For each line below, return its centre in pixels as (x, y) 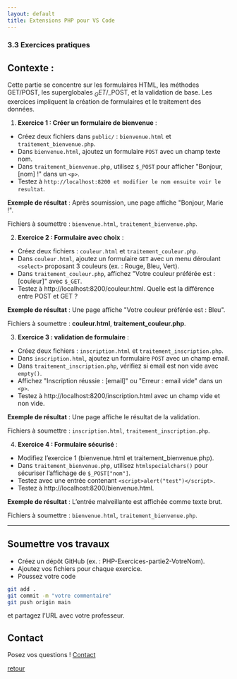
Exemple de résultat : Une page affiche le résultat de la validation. (104, 417)
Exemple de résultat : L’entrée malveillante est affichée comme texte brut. (115, 502)
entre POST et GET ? (48, 296)
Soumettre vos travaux (59, 544)
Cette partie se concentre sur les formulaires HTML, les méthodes (103, 85)
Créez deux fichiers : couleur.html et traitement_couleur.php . (108, 251)
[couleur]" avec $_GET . (50, 281)
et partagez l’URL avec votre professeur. (66, 615)
